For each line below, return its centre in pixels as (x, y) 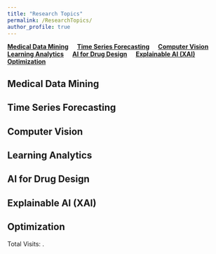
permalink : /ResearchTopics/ (50, 20)
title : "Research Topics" (45, 14)
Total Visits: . (26, 243)
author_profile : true (39, 27)
